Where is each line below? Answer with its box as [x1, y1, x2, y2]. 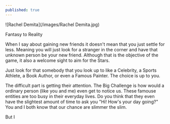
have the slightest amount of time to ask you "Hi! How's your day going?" [5, 99, 158, 105]
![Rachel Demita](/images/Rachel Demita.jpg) [5, 21, 100, 27]
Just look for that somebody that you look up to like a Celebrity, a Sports [5, 67, 157, 73]
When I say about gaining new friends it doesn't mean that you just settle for [5, 41, 165, 47]
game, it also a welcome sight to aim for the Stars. [5, 57, 110, 64]
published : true [5, 7, 40, 13]
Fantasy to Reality [5, 31, 43, 37]
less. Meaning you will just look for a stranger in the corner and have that [5, 46, 158, 52]
